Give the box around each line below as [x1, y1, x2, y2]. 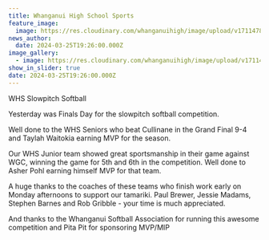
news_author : [8, 34, 52, 43]
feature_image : [8, 19, 59, 27]
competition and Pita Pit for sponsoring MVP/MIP [8, 222, 171, 232]
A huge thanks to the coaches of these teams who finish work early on [8, 181, 242, 191]
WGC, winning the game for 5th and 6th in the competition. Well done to [8, 157, 247, 167]
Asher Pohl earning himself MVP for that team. [8, 165, 162, 175]
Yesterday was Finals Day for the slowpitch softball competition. [8, 109, 220, 119]
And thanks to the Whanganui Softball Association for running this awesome [8, 214, 259, 223]
